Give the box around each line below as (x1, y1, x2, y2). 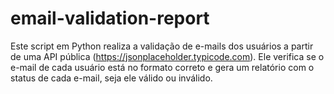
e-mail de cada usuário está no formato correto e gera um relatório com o (10, 61, 315, 73)
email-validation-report (10, 7, 210, 30)
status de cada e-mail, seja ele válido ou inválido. (10, 72, 213, 84)
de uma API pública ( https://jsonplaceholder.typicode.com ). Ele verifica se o (10, 50, 325, 62)
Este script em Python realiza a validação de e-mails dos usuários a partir (10, 40, 314, 52)
